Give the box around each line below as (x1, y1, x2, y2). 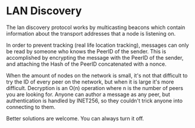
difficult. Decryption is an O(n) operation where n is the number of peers (6, 84, 183, 91)
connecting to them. (6, 103, 55, 110)
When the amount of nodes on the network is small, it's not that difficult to (6, 72, 188, 79)
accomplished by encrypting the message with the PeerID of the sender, (6, 54, 184, 61)
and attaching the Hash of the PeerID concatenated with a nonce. (6, 60, 166, 68)
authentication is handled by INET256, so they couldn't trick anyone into (6, 97, 183, 104)
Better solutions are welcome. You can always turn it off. (6, 114, 144, 122)
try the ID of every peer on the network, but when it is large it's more (6, 78, 174, 85)
